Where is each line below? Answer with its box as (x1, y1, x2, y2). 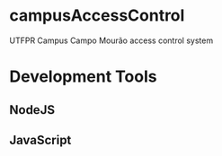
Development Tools (9, 66, 157, 87)
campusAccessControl (9, 5, 185, 26)
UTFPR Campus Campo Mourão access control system (9, 35, 214, 46)
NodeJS (9, 102, 56, 117)
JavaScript (9, 132, 72, 148)
